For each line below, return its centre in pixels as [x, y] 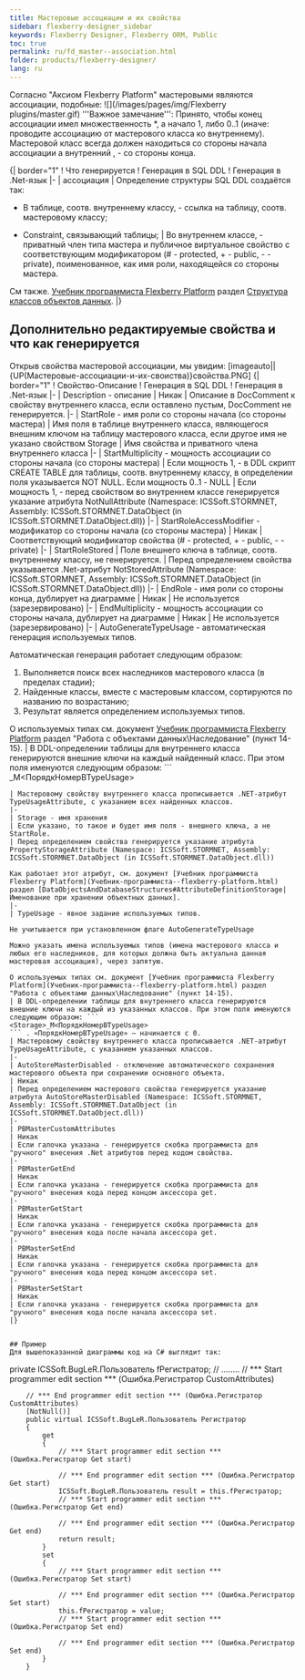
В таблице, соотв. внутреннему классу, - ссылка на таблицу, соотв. [154, 207]
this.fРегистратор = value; [112, 1611]
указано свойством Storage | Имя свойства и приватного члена [134, 443]
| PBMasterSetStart [46, 1288]
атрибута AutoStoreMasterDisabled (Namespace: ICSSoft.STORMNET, [136, 1097]
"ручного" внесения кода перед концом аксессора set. [114, 1273]
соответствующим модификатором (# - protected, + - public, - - [147, 254]
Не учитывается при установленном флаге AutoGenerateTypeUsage [132, 929]
